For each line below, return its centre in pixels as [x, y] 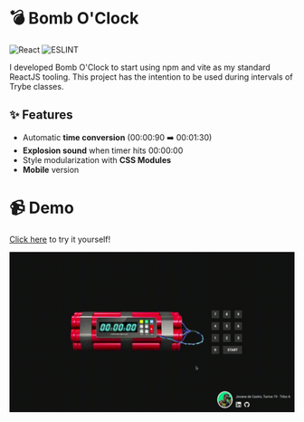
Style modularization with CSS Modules [97, 159]
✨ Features [41, 115]
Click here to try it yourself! [60, 239]
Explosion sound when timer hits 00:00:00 [103, 150]
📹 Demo [42, 208]
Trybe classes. [37, 86]
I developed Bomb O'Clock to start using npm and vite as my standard [140, 67]
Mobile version [51, 169]
